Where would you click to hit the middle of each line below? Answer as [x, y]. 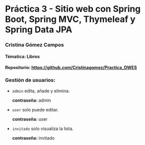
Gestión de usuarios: [30, 80]
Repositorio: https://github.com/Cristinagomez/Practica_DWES [71, 68]
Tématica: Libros [22, 56]
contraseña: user [30, 119]
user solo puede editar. [35, 109]
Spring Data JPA [39, 30]
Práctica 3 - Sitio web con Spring [73, 9]
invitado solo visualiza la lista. [43, 128]
